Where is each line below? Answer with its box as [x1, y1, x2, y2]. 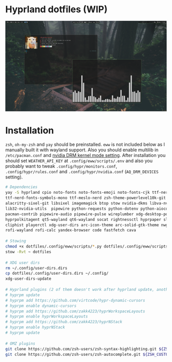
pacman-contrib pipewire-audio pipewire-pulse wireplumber [5, 211, 134, 217]
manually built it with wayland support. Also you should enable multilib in [5, 147, 159, 153]
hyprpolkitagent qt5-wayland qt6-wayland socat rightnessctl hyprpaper [5, 217, 161, 222]
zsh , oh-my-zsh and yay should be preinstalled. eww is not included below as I [5, 142, 165, 148]
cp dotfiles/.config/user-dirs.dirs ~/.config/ [5, 271, 109, 276]
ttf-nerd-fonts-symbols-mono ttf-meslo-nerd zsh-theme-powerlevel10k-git [5, 195, 166, 200]
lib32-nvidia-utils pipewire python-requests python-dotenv [5, 206, 139, 211]
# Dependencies [5, 185, 38, 190]
